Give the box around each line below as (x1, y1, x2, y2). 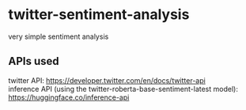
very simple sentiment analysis (8, 32, 109, 41)
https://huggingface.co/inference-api (8, 93, 130, 102)
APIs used (8, 55, 59, 68)
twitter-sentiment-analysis (8, 6, 190, 24)
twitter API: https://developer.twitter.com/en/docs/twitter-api (8, 75, 206, 85)
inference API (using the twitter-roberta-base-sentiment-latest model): (8, 84, 239, 93)
